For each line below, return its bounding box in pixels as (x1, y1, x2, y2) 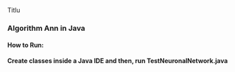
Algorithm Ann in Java (7, 23, 86, 33)
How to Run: (7, 41, 44, 49)
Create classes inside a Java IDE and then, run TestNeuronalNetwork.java (7, 57, 228, 65)
